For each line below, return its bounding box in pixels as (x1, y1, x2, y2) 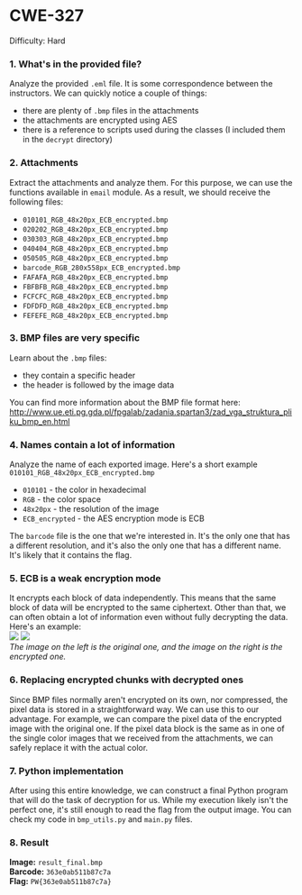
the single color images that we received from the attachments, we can (9, 732, 273, 744)
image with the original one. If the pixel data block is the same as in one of (9, 723, 286, 734)
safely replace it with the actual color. (9, 742, 149, 753)
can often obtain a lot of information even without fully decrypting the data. (9, 612, 288, 623)
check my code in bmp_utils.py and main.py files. (9, 814, 193, 825)
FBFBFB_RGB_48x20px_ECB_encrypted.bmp (22, 282, 169, 291)
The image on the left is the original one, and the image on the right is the (9, 642, 283, 653)
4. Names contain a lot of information (9, 438, 176, 451)
